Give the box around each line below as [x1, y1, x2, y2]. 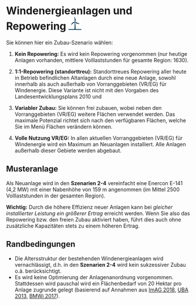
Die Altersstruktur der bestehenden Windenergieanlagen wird [14, 254, 164, 262]
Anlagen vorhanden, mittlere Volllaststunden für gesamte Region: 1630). [14, 56, 189, 63]
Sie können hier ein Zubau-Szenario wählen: [6, 39, 113, 46]
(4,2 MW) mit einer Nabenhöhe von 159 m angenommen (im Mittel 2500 [6, 186, 180, 193]
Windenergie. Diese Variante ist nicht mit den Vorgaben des [14, 86, 159, 93]
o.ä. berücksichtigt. [14, 267, 62, 274]
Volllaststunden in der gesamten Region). [6, 192, 106, 199]
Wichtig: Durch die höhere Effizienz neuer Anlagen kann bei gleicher [6, 203, 173, 210]
